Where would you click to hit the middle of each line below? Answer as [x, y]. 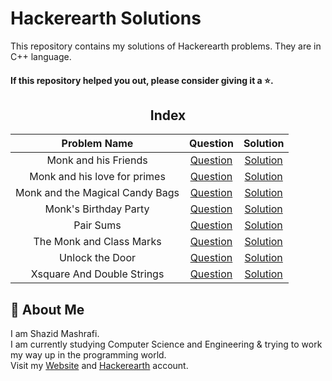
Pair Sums [97, 225]
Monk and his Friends [97, 160]
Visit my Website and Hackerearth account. [99, 366]
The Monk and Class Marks [97, 242]
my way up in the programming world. [88, 355]
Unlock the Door [97, 258]
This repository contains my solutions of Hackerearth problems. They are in [166, 46]
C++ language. [41, 56]
